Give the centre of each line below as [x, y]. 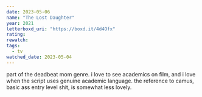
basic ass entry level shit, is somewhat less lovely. [69, 87]
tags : [13, 46]
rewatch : [17, 40]
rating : [16, 35]
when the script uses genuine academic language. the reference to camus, [100, 81]
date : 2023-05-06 [28, 12]
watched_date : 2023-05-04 [39, 57]
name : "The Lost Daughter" [40, 18]
